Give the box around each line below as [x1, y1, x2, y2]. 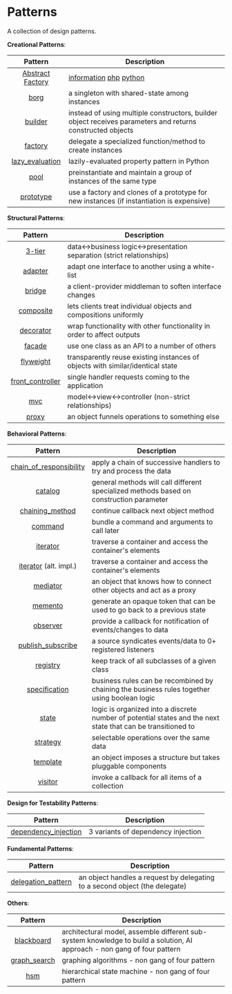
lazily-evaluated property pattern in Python [68, 156, 209, 166]
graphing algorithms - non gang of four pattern [61, 955, 215, 965]
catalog [35, 486, 60, 496]
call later [92, 525, 119, 535]
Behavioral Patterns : [7, 429, 67, 438]
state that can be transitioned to [92, 721, 195, 731]
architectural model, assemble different [61, 926, 189, 936]
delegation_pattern [10, 877, 72, 886]
